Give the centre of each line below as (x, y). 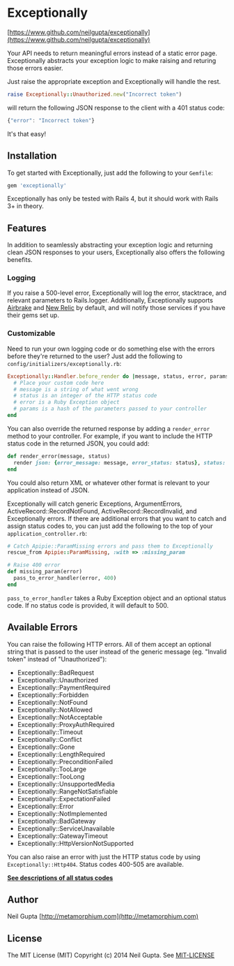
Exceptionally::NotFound (53, 702)
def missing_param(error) (45, 572)
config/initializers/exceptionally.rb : (64, 363)
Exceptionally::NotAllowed (55, 710)
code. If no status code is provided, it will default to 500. (88, 605)
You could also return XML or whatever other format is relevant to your (109, 483)
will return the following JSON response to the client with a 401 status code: (116, 108)
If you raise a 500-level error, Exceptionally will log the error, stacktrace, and (117, 293)
